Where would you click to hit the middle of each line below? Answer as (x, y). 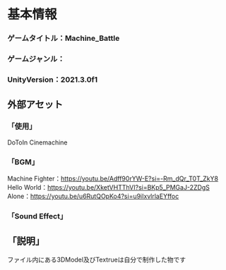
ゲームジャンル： (36, 59)
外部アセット (35, 105)
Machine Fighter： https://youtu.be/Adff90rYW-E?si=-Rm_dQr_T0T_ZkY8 (113, 178)
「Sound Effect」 (37, 216)
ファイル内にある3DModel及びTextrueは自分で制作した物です (96, 259)
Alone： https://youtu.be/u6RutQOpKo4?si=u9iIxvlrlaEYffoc (93, 196)
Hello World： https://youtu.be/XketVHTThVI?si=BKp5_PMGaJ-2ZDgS (109, 187)
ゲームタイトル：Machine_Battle (64, 38)
